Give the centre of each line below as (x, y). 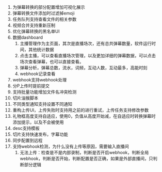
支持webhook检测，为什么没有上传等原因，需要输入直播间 (71, 146)
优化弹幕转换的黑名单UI (36, 31)
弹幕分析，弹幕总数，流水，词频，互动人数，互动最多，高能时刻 (83, 68)
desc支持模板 (26, 128)
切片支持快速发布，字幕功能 (40, 134)
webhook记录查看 (38, 74)
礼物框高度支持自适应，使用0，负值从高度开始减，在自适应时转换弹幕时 (84, 116)
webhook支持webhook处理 (40, 80)
